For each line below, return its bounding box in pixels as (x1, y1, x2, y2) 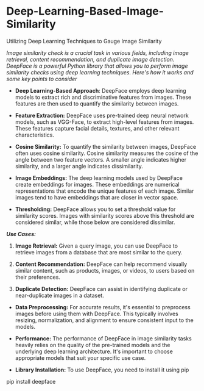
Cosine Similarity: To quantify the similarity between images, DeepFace (15, 143, 197, 150)
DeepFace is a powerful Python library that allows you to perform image (6, 62, 188, 70)
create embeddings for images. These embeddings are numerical (15, 181, 180, 188)
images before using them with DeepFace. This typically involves (15, 310, 178, 317)
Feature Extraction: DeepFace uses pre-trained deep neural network (15, 112, 189, 119)
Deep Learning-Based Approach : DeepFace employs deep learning (15, 87, 187, 94)
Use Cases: (6, 230, 37, 237)
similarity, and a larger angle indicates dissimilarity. (15, 162, 143, 170)
